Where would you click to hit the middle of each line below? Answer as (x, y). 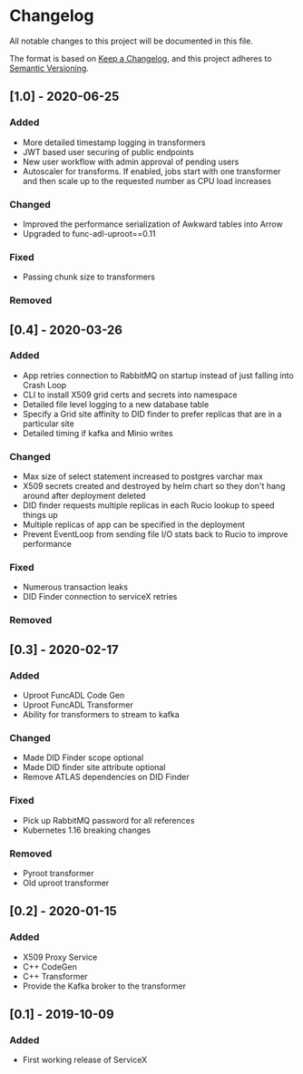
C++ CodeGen (49, 966)
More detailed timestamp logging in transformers (114, 142)
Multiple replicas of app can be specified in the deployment (133, 525)
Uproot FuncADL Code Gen (73, 696)
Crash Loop (44, 385)
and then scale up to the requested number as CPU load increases (147, 181)
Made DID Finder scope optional (83, 757)
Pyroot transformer (58, 873)
